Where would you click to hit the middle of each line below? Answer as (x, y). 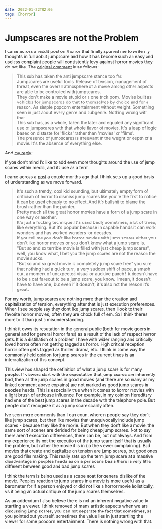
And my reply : (19, 153)
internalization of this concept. (35, 360)
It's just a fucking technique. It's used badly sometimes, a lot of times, (87, 222)
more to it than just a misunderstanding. (45, 320)
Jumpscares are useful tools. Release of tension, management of (82, 82)
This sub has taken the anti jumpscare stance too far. (70, 76)
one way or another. (37, 217)
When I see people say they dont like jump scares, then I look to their (74, 309)
